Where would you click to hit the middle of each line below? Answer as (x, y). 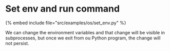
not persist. (17, 43)
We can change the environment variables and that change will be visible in (85, 32)
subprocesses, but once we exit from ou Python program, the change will (83, 38)
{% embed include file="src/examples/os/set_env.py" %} (66, 23)
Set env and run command (62, 9)
